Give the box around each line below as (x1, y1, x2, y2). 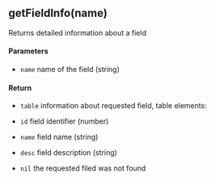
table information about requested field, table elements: (19, 101, 208, 111)
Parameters (8, 46, 48, 56)
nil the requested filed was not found (19, 163, 146, 173)
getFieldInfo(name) (8, 6, 107, 20)
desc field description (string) (19, 148, 117, 158)
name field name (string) (19, 133, 99, 142)
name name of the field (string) (19, 65, 120, 74)
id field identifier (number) (19, 116, 109, 126)
